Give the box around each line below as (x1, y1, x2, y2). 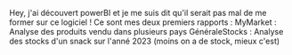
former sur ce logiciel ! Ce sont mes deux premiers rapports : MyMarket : (9, 17, 277, 27)
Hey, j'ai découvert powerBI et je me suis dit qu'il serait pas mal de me (9, 8, 267, 18)
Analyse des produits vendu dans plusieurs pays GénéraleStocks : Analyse (9, 27, 284, 36)
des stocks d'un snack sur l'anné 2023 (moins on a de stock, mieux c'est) (9, 35, 280, 46)
